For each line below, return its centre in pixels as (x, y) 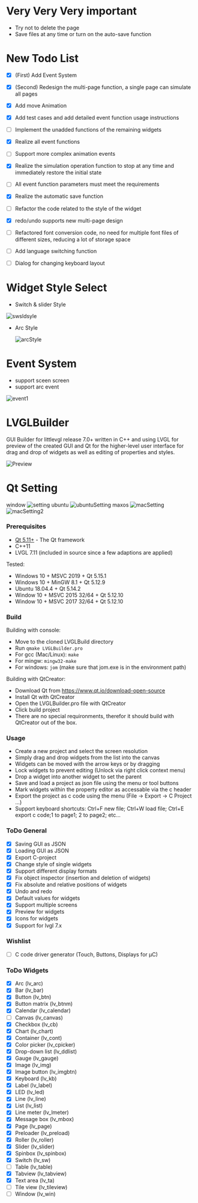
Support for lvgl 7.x (38, 925)
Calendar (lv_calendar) (43, 1011)
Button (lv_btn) (33, 997)
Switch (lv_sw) (33, 1160)
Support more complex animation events (65, 154)
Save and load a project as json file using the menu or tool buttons (97, 783)
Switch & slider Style (40, 304)
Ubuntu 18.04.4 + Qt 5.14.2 (48, 588)
